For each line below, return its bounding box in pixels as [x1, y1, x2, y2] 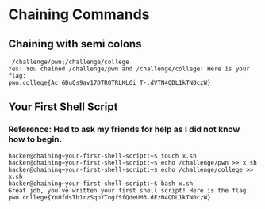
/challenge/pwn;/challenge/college [11, 58, 129, 66]
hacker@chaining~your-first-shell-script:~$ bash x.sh [8, 180, 194, 188]
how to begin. [8, 134, 62, 145]
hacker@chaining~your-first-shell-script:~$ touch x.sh [8, 152, 197, 160]
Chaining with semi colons [8, 37, 142, 51]
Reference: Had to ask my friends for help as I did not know [8, 124, 240, 135]
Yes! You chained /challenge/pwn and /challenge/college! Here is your [8, 65, 250, 73]
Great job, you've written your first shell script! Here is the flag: [8, 186, 250, 195]
